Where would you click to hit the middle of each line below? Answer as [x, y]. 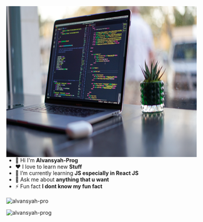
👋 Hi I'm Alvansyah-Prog [47, 160]
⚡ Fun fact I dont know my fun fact [59, 186]
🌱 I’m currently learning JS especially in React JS [77, 173]
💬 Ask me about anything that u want [62, 179]
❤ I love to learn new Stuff [49, 166]
